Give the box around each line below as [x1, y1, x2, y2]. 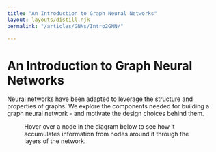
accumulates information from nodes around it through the [24, 130, 189, 138]
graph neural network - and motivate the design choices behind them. [7, 110, 204, 118]
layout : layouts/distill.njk [7, 16, 90, 23]
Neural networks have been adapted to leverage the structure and [7, 95, 193, 103]
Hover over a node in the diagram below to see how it [24, 123, 175, 131]
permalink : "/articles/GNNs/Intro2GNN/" [7, 22, 124, 29]
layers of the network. [24, 137, 86, 145]
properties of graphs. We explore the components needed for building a [7, 102, 210, 110]
